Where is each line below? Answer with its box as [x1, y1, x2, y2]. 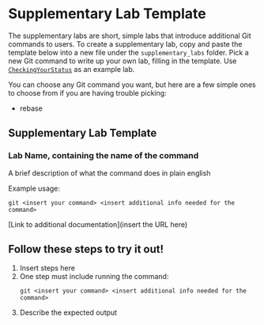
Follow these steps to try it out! [8, 243, 164, 256]
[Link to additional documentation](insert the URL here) [8, 219, 188, 229]
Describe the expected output [19, 308, 117, 317]
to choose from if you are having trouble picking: [8, 88, 168, 97]
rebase [19, 104, 43, 113]
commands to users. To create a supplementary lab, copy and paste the [8, 39, 243, 48]
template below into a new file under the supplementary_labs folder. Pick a [8, 47, 249, 57]
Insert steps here [19, 263, 75, 273]
